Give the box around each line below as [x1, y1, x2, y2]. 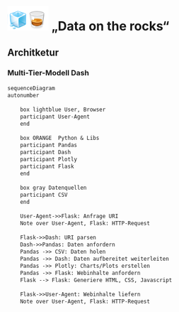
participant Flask [20, 163, 74, 170]
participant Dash [20, 149, 71, 156]
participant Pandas [20, 141, 78, 149]
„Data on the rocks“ [51, 18, 170, 34]
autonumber [7, 92, 40, 99]
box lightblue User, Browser [20, 106, 106, 113]
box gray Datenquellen [20, 184, 87, 191]
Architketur [7, 46, 59, 58]
